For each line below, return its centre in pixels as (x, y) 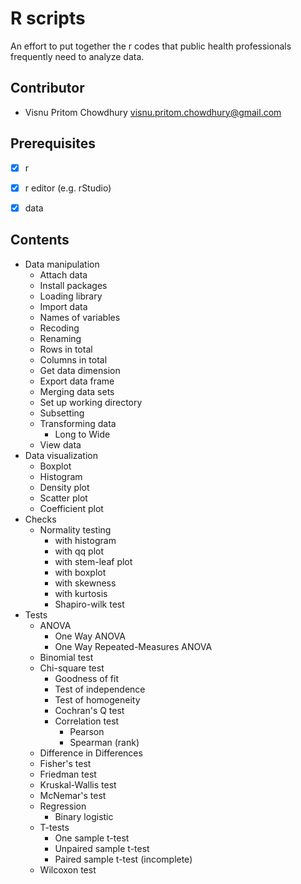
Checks (40, 519)
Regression (63, 806)
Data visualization (61, 455)
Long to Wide (82, 434)
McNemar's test (73, 795)
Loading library (71, 296)
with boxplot (80, 572)
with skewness (85, 583)
